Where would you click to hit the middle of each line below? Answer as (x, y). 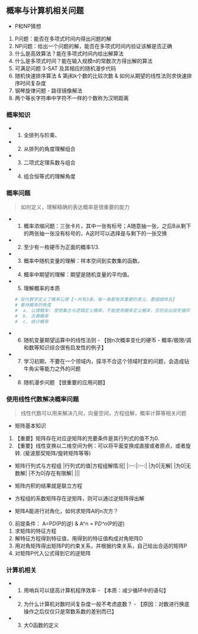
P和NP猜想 (28, 26)
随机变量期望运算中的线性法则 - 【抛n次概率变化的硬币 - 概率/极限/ (105, 340)
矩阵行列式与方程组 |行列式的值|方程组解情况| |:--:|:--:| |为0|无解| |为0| (100, 466)
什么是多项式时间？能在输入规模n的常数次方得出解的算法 (84, 60)
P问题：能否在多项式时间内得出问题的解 (63, 39)
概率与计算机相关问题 (45, 11)
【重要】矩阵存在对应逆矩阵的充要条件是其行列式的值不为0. (87, 438)
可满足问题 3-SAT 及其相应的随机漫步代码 (65, 68)
